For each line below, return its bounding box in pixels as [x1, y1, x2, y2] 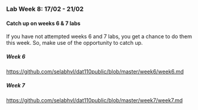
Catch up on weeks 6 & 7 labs [6, 20, 81, 27]
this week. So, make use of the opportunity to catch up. [6, 39, 143, 47]
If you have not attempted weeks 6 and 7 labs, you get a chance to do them [6, 33, 193, 40]
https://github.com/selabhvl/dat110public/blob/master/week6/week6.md [6, 68, 184, 75]
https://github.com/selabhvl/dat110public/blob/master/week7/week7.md [6, 97, 183, 104]
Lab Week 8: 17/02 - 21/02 [6, 5, 84, 13]
